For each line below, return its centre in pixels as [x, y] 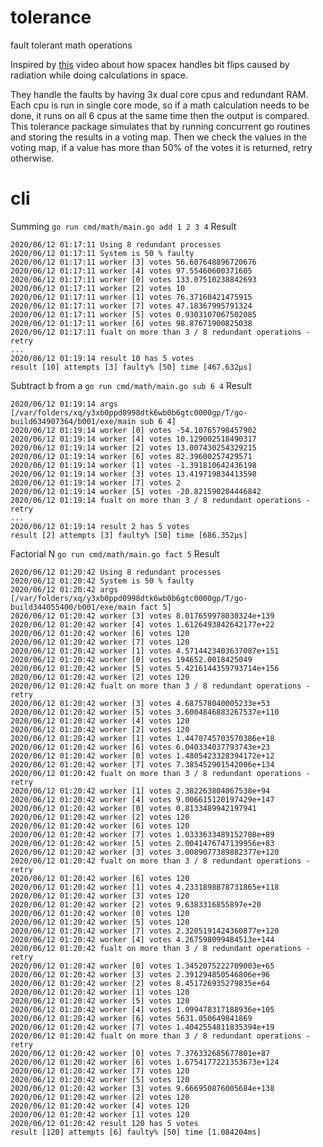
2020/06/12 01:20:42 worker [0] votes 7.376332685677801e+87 [140, 1053]
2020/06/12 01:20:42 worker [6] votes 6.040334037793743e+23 [140, 747]
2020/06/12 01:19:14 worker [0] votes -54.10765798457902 [133, 430]
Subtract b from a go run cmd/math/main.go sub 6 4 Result [131, 385]
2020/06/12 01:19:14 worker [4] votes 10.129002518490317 [133, 439]
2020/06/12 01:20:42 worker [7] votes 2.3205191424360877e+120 [145, 931]
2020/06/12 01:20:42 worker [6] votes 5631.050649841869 [131, 1018]
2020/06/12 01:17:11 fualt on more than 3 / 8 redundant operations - [160, 332]
